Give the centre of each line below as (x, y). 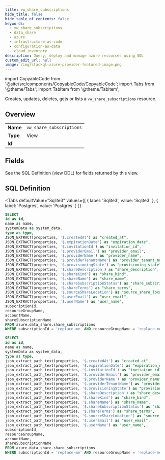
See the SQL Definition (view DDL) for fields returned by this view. (72, 173)
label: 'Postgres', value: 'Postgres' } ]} (43, 206)
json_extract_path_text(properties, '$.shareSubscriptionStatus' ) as (78, 407)
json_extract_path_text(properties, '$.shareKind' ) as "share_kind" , (78, 397)
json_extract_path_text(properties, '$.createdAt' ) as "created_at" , (78, 361)
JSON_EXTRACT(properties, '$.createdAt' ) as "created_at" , (67, 237)
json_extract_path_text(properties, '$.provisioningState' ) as (71, 388)
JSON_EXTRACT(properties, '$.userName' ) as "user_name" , (65, 302)
